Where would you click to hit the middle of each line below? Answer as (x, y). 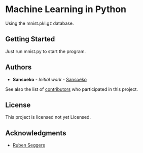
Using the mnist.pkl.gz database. (40, 23)
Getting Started (30, 39)
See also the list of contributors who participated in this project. (72, 89)
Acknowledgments (36, 133)
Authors (19, 67)
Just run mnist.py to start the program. (46, 51)
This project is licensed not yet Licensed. (48, 117)
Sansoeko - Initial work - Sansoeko (50, 79)
